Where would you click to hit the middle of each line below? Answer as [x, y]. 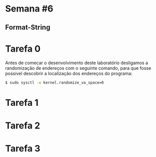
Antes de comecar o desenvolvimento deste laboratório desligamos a [77, 63]
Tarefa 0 [23, 49]
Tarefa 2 [23, 125]
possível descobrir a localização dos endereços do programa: [69, 73]
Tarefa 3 [23, 148]
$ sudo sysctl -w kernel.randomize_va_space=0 [54, 83]
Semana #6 [29, 9]
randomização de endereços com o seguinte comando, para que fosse [78, 68]
